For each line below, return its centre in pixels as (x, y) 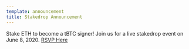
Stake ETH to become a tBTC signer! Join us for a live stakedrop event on (95, 33)
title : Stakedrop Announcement (44, 17)
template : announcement (35, 11)
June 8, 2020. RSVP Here (37, 40)
